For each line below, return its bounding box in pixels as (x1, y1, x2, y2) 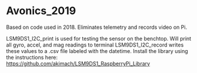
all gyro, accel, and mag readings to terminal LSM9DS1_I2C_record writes (6, 41, 184, 48)
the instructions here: (6, 54, 58, 61)
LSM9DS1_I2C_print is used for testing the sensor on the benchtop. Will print (6, 35, 192, 42)
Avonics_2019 (6, 4, 76, 18)
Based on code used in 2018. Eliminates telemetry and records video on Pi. (6, 24, 187, 31)
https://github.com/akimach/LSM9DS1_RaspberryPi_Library (6, 60, 151, 67)
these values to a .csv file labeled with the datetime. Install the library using (6, 47, 188, 54)
